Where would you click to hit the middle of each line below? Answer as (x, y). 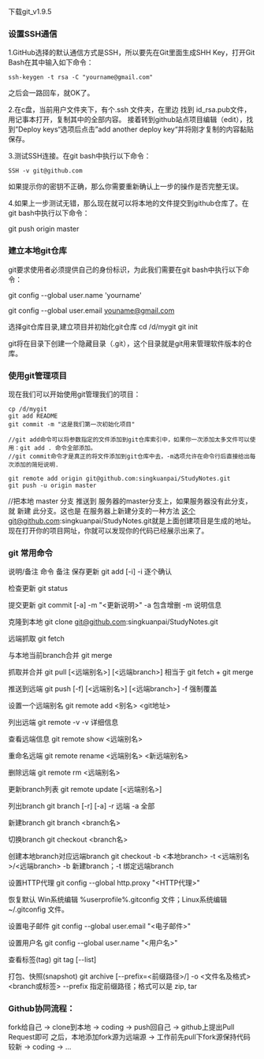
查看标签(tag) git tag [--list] (52, 960)
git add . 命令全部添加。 (58, 448)
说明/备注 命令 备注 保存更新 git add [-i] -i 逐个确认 (90, 572)
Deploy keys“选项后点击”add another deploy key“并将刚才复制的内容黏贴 (136, 129)
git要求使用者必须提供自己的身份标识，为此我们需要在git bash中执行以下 (125, 269)
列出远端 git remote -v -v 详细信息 (63, 723)
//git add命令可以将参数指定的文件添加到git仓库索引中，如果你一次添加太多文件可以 (129, 440)
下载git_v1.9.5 (30, 11)
